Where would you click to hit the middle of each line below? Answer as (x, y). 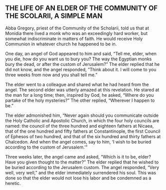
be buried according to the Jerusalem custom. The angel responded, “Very (82, 167)
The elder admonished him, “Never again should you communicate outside (82, 115)
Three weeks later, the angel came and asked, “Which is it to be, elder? (78, 157)
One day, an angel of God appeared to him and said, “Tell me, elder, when (81, 53)
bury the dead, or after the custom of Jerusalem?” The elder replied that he (83, 64)
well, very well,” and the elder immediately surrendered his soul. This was (81, 173)
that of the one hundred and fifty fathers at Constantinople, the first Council (83, 131)
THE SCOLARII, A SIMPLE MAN (54, 16)
